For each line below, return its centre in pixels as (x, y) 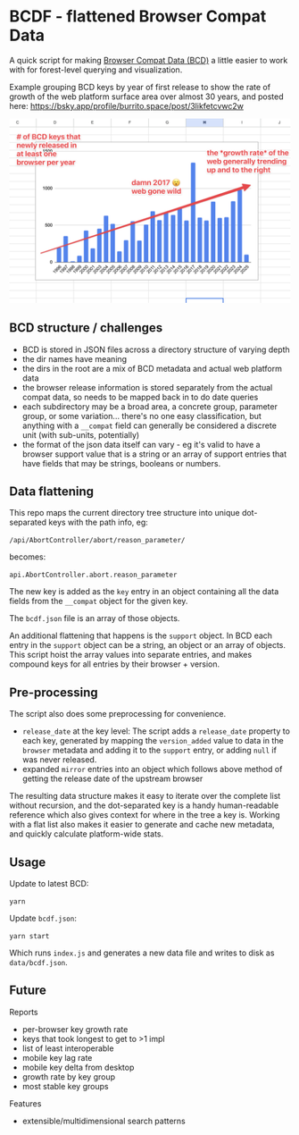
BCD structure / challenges (86, 328)
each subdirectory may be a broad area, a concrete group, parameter (150, 406)
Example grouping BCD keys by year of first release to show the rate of (140, 87)
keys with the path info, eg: (99, 522)
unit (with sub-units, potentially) (81, 434)
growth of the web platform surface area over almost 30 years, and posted (146, 97)
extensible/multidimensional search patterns (104, 1121)
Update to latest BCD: (49, 883)
